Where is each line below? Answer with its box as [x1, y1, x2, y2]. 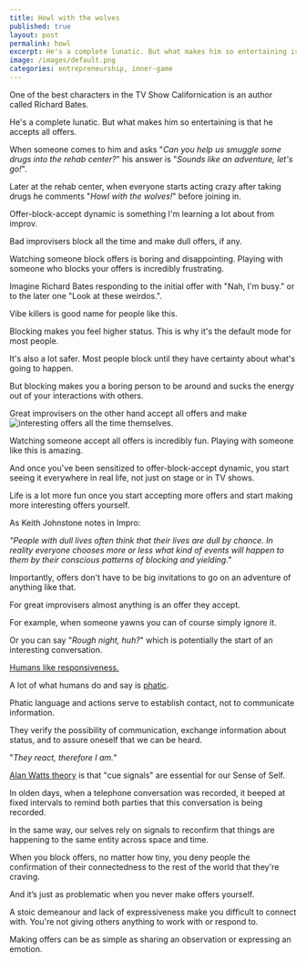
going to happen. [9, 362, 74, 374]
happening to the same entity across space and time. [9, 833, 209, 844]
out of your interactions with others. [9, 389, 144, 401]
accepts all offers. [9, 126, 77, 137]
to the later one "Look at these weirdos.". [9, 290, 162, 301]
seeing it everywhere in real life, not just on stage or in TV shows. [9, 471, 255, 483]
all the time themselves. [85, 417, 174, 429]
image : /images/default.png [9, 56, 117, 65]
